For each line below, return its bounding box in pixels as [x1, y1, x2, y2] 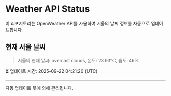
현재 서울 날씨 [5, 43, 46, 52]
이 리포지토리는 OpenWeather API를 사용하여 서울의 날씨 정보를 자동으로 [5, 20, 150, 26]
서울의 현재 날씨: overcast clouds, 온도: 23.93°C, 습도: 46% [17, 57, 139, 63]
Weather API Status [5, 3, 90, 15]
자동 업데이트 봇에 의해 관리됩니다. [5, 85, 73, 91]
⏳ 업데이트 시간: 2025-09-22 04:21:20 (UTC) [5, 68, 98, 74]
